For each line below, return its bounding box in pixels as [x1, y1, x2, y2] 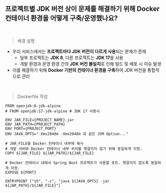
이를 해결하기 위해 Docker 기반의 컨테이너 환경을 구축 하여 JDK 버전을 [12, 67, 147, 73]
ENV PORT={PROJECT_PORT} [5, 126, 56, 131]
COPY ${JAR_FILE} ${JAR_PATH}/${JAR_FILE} [5, 151, 94, 156]
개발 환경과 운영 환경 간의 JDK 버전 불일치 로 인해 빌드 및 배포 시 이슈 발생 [19, 61, 162, 67]
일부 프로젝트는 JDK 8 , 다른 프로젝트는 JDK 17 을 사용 [19, 54, 123, 61]
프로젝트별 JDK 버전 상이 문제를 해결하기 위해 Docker [5, 4, 160, 13]
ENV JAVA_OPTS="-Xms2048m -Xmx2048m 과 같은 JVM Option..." [5, 131, 129, 136]
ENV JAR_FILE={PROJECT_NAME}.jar [5, 117, 74, 122]
